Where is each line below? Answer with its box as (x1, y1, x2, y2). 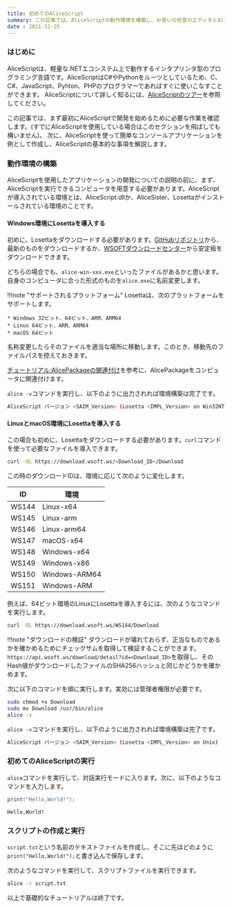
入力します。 (30, 782, 68, 790)
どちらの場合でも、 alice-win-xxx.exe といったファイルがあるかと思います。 (7, 268, 222, 276)
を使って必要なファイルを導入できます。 (7, 444, 122, 453)
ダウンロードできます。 (7, 253, 74, 261)
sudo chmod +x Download (7, 699, 76, 706)
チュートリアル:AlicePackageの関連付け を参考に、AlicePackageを (7, 366, 195, 374)
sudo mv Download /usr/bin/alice (7, 705, 104, 712)
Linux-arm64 (42, 525, 86, 534)
